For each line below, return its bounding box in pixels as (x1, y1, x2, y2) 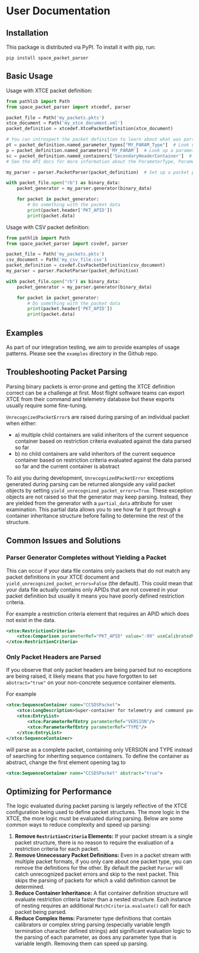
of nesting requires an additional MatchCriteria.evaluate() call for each (14, 902, 191, 910)
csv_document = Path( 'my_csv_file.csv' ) (6, 257, 108, 263)
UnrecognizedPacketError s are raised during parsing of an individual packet (6, 413, 190, 420)
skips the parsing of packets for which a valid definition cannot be (14, 877, 176, 884)
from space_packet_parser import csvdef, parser (6, 241, 129, 247)
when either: (6, 419, 37, 427)
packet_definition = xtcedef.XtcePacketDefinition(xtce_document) (6, 126, 174, 132)
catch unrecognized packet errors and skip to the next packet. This (14, 870, 179, 878)
